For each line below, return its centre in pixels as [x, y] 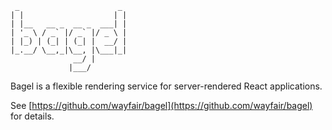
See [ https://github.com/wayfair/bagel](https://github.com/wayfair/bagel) [161, 105]
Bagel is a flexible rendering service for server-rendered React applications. [166, 86]
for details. [32, 116]
